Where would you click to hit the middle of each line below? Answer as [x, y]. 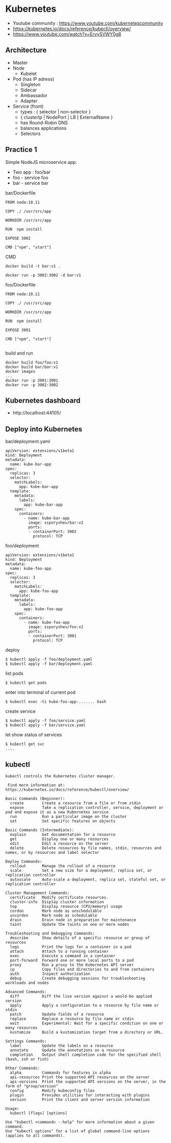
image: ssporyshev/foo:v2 [56, 627]
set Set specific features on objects [63, 821]
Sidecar [28, 90]
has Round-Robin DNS [44, 122]
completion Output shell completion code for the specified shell [85, 1055]
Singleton [30, 84]
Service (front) [28, 106]
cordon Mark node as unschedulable [56, 911]
